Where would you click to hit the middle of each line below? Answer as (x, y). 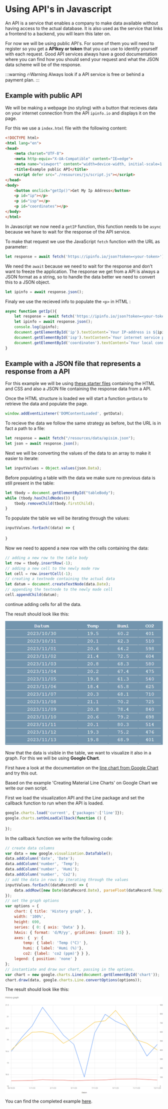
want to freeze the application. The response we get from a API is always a (82, 271)
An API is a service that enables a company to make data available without (82, 23)
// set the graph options (32, 901)
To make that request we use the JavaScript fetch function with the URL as (82, 241)
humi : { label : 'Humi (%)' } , (53, 948)
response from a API (37, 371)
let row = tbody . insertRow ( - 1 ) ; (39, 563)
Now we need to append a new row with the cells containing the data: (77, 548)
